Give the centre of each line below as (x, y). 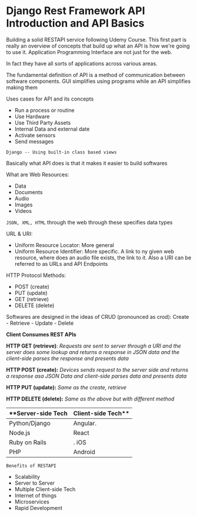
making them (22, 87)
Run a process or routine (44, 110)
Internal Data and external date (52, 129)
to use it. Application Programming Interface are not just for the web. (89, 52)
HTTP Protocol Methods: (36, 275)
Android (84, 452)
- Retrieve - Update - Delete (40, 323)
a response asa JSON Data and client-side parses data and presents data (96, 376)
